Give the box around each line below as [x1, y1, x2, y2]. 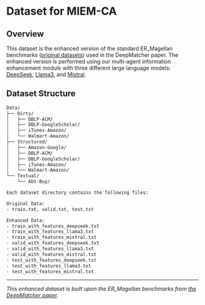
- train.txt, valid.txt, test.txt [6, 206, 95, 212]
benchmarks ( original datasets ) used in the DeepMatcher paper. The [6, 51, 179, 59]
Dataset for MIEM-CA [6, 4, 117, 18]
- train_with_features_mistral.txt [6, 234, 97, 241]
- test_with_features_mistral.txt [6, 268, 95, 274]
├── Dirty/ [6, 110, 34, 117]
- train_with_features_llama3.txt [6, 229, 95, 235]
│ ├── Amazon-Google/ [6, 144, 67, 150]
